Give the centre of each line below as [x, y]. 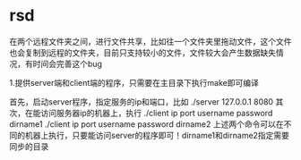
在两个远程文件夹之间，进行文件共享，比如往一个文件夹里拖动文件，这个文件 [150, 41]
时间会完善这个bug [68, 63]
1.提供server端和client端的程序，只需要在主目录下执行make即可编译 [134, 82]
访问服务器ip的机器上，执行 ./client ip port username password [156, 113]
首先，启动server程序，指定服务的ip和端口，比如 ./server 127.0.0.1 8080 [142, 101]
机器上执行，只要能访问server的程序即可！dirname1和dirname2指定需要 [157, 135]
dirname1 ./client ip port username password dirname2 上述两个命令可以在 [146, 124]
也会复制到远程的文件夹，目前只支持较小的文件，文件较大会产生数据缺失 [142, 52]
